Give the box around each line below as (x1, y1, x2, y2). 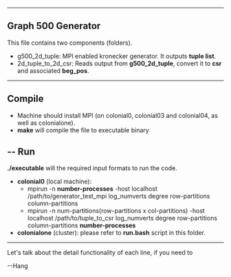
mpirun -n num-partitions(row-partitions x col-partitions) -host (27, 207, 205, 215)
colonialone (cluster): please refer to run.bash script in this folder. (16, 229, 206, 237)
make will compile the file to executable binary (16, 125, 149, 134)
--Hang (7, 262, 29, 270)
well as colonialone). (16, 119, 76, 127)
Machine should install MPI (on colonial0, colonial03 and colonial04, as (16, 111, 219, 119)
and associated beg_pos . (16, 66, 89, 74)
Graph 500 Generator (7, 20, 101, 32)
